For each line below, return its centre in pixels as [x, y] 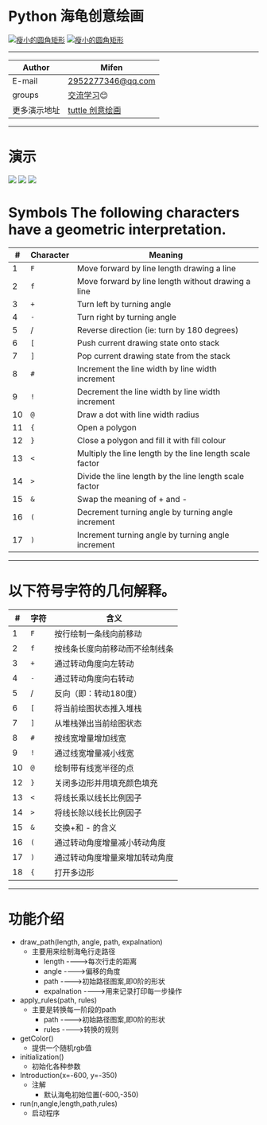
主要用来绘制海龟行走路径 [74, 951]
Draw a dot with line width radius [138, 415]
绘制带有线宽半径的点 [94, 768]
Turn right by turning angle [127, 317]
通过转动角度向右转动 [94, 679]
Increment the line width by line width [147, 368]
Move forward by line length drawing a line [156, 268]
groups [25, 95]
